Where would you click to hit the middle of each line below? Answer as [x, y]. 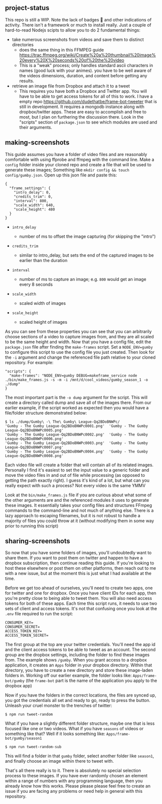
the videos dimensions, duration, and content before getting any [83, 75]
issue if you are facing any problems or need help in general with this [74, 791]
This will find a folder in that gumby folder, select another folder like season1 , [80, 756]
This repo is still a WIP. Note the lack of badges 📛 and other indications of [78, 19]
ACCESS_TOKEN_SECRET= [27, 636]
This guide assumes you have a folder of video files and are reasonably [76, 154]
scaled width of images [43, 303]
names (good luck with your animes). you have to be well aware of [85, 70]
